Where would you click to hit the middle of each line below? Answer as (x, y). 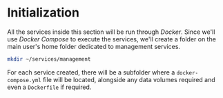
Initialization (43, 13)
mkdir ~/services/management (49, 59)
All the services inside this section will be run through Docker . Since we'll (111, 32)
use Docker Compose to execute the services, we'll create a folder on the (111, 39)
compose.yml (24, 80)
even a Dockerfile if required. (49, 87)
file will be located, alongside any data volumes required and (129, 79)
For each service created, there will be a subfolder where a (91, 72)
